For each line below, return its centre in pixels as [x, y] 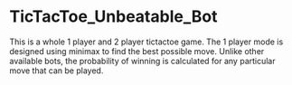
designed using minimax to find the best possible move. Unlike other [137, 51]
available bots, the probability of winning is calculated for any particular [142, 61]
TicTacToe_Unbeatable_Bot [113, 17]
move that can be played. [57, 71]
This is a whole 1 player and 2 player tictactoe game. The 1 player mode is [146, 42]
